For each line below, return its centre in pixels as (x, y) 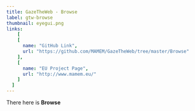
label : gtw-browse (30, 18)
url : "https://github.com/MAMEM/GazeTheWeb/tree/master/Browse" (106, 52)
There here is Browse (34, 103)
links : (15, 29)
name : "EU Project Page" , (55, 68)
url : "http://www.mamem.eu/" (59, 74)
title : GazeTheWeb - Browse (42, 12)
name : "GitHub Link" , (50, 46)
